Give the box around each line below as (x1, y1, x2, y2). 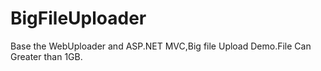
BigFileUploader (10, 7, 147, 30)
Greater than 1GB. (10, 50, 83, 62)
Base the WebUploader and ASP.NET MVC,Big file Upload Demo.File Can (10, 40, 312, 52)
